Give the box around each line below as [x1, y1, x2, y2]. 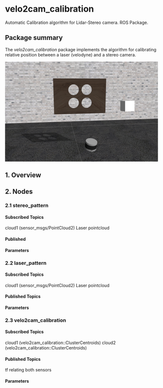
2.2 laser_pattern [5, 259, 47, 266]
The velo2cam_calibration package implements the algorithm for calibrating [5, 46, 157, 52]
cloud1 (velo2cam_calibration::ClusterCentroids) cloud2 [5, 340, 116, 346]
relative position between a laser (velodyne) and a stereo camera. [5, 52, 136, 58]
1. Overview [5, 171, 41, 179]
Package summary [5, 34, 63, 42]
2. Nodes [5, 188, 33, 196]
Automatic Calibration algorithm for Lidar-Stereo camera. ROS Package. [5, 19, 148, 25]
